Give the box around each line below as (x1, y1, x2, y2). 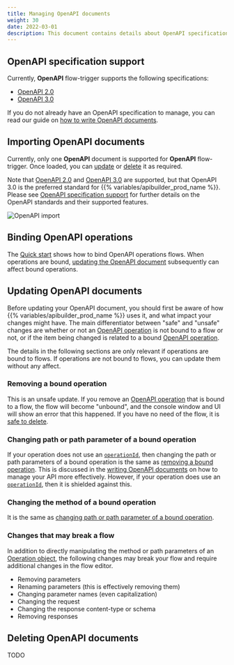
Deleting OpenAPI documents (7, 632, 139, 644)
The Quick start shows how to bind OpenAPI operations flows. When (7, 250, 204, 258)
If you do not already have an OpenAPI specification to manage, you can (7, 109, 215, 117)
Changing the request (17, 597, 80, 606)
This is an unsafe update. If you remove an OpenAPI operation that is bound (7, 395, 225, 403)
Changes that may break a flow (7, 531, 115, 541)
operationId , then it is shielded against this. (7, 480, 132, 488)
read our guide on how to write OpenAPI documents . (7, 116, 159, 124)
